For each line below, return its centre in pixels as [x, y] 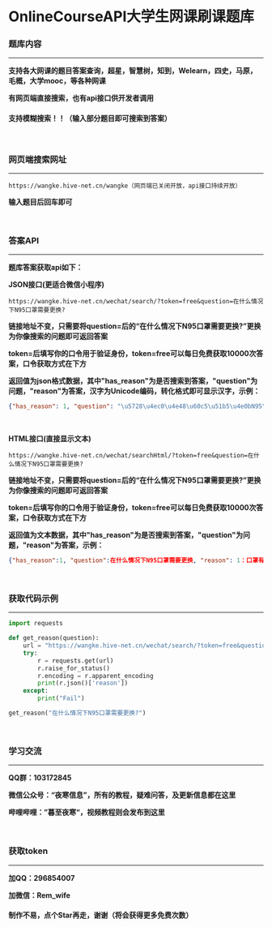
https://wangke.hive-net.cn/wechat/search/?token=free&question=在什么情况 [136, 302]
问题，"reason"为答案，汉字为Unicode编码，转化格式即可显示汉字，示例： [134, 391]
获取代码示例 [34, 599]
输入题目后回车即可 [40, 202]
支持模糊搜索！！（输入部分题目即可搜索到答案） [90, 118]
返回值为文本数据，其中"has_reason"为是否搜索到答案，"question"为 [126, 535]
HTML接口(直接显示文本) [50, 439]
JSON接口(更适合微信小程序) [57, 285]
